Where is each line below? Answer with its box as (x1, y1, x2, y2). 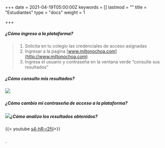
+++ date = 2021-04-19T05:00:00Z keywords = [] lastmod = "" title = (5, 4, 147, 10)
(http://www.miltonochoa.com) (24, 53, 88, 59)
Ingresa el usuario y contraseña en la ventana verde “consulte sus (24, 59, 160, 65)
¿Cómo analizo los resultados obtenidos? (10, 113, 98, 119)
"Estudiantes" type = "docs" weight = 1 (5, 9, 85, 15)
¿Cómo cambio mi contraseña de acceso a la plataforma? (5, 100, 128, 106)
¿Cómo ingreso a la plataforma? (5, 30, 74, 36)
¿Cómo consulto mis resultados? (5, 75, 75, 81)
